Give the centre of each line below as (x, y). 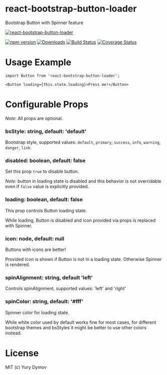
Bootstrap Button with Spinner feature (44, 23)
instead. (14, 333)
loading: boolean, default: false (44, 200)
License (22, 353)
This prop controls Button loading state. (46, 210)
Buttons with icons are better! (36, 249)
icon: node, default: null (35, 238)
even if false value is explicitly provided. (47, 187)
